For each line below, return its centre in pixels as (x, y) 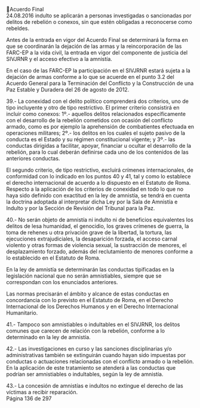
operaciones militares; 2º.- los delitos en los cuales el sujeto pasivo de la (96, 133)
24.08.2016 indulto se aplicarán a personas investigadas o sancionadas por (99, 16)
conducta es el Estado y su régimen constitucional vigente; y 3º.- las (91, 139)
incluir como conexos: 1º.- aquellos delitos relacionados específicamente (96, 114)
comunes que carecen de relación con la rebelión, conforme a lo (86, 331)
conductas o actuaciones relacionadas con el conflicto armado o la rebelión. (100, 361)
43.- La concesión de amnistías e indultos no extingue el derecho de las (95, 386)
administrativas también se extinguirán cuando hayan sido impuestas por (96, 355)
